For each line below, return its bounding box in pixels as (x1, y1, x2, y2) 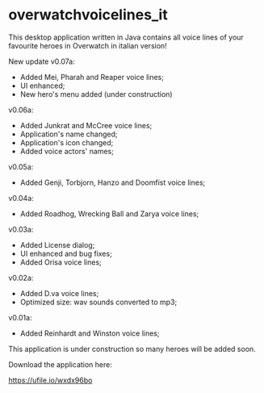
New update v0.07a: (8, 56, 75, 66)
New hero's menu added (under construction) (19, 89, 173, 98)
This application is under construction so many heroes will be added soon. (8, 344, 256, 353)
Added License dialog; (19, 240, 95, 249)
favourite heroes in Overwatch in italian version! (8, 40, 167, 50)
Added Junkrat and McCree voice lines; (19, 120, 153, 130)
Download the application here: (8, 359, 113, 369)
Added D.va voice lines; (19, 288, 99, 298)
